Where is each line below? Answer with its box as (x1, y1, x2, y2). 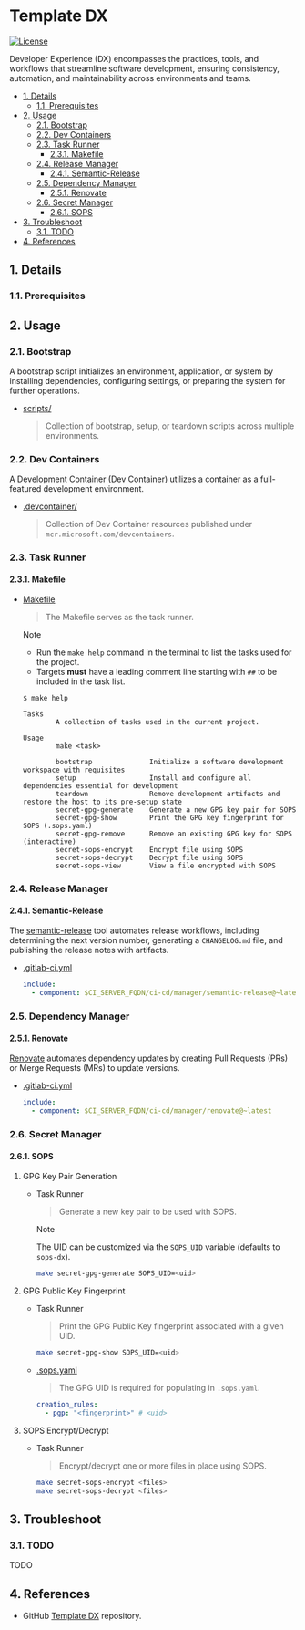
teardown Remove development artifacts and (56, 790, 280, 799)
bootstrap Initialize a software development (56, 758, 284, 767)
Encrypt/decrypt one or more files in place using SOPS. (58, 1460, 267, 1471)
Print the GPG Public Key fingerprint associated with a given (58, 1321, 284, 1332)
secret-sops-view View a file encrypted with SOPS (56, 861, 276, 871)
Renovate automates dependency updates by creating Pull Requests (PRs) (9, 1053, 289, 1064)
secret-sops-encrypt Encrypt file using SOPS (56, 846, 244, 855)
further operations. (9, 385, 80, 396)
